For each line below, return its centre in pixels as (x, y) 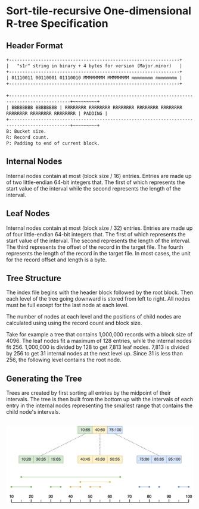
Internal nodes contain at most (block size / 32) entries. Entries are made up (99, 228)
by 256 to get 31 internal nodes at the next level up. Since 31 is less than (94, 354)
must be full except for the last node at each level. (68, 305)
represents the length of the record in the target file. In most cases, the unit (98, 253)
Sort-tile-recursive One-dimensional (99, 11)
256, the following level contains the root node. (64, 360)
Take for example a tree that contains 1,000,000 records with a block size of (99, 335)
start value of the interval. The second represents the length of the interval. (98, 241)
